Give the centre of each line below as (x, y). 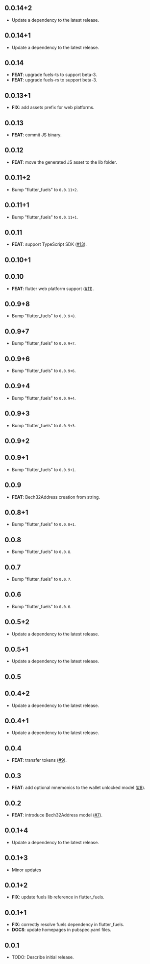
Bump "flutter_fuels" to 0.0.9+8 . (44, 316)
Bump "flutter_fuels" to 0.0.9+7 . (44, 343)
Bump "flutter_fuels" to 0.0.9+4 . (44, 398)
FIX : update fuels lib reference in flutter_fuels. (58, 897)
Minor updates (26, 870)
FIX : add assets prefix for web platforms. (53, 108)
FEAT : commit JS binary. (37, 135)
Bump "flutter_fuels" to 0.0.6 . (41, 606)
